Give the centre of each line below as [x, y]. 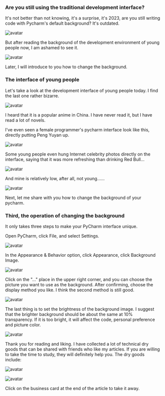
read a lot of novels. [25, 120]
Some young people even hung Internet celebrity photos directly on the [78, 154]
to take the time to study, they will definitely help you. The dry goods [75, 354]
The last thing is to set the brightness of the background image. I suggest [80, 309]
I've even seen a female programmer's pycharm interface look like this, [77, 129]
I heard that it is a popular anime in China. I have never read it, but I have [79, 115]
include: [13, 359]
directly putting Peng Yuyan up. [37, 135]
